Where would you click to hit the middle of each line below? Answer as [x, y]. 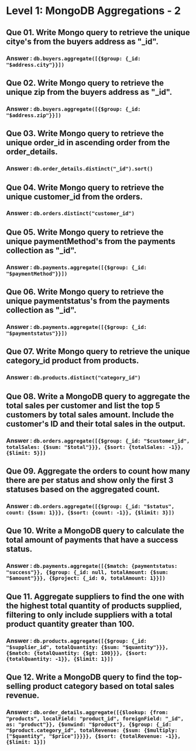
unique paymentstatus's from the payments [88, 301]
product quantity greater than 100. [70, 624]
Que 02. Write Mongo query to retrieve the [85, 83]
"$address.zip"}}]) [34, 115]
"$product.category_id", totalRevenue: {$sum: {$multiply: [92, 730]
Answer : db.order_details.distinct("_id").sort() [80, 169]
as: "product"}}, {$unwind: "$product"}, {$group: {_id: [89, 724]
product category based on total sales [103, 686]
